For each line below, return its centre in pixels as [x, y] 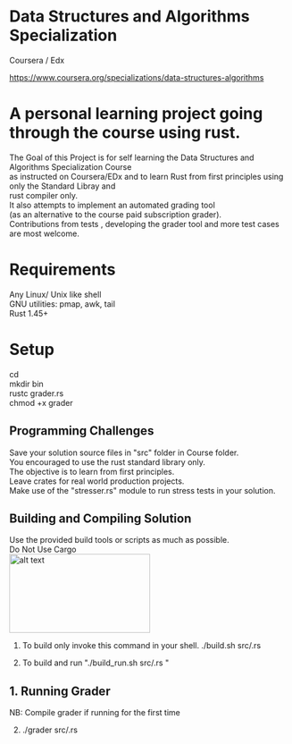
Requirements [63, 270]
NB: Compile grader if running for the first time [95, 713]
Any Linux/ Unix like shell [55, 294]
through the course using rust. [125, 133]
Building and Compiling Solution [100, 518]
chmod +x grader [41, 402]
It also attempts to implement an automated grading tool [113, 205]
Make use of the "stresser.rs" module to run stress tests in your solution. [142, 490]
